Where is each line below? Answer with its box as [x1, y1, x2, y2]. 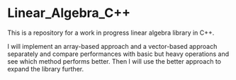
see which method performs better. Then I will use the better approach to [7, 57, 222, 65]
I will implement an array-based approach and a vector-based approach [7, 42, 218, 50]
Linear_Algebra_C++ [7, 5, 131, 21]
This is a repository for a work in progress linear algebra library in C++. [7, 28, 215, 37]
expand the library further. [7, 64, 84, 73]
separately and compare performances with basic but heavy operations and [7, 50, 230, 58]
